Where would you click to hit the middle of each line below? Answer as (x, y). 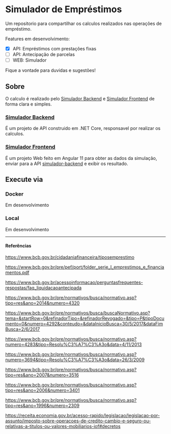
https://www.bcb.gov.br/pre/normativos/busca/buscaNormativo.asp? (78, 313)
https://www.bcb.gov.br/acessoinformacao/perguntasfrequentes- (74, 282)
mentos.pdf (17, 272)
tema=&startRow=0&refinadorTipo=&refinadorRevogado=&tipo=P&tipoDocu (85, 318)
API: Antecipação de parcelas (44, 54)
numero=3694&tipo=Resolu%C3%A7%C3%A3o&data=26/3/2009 (75, 360)
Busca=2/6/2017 (23, 329)
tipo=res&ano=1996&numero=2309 (42, 405)
